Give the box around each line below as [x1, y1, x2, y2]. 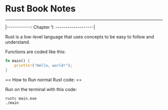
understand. [5, 39, 30, 45]
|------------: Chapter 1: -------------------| [5, 24, 95, 30]
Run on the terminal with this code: [5, 86, 77, 92]
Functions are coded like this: [5, 48, 66, 55]
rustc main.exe [5, 96, 37, 101]
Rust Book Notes [5, 3, 76, 14]
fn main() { [5, 58, 30, 63]
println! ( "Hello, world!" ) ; [14, 63, 72, 68]
